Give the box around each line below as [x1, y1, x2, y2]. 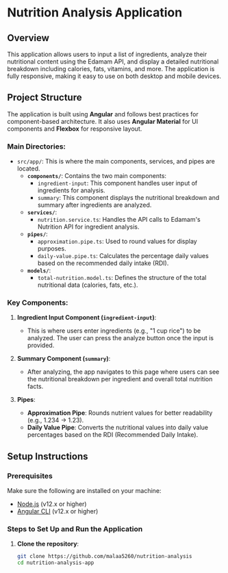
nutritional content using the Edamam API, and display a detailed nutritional [7, 58, 219, 66]
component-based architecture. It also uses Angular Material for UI [7, 117, 199, 125]
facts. [27, 382, 44, 391]
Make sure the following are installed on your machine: [7, 487, 162, 495]
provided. [27, 341, 55, 350]
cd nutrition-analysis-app [16, 559, 94, 566]
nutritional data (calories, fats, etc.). [37, 281, 138, 289]
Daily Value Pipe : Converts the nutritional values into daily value [27, 423, 209, 432]
